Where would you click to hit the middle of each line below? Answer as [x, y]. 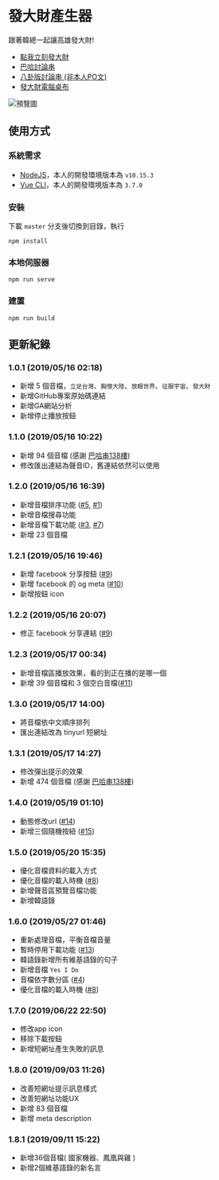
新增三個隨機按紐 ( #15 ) [57, 831]
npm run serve [32, 279]
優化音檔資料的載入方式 [58, 870]
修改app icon [41, 1029]
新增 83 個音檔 [43, 1108]
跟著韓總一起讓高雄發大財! [51, 40]
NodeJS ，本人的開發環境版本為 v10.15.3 [86, 174]
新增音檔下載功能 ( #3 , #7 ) [62, 524]
